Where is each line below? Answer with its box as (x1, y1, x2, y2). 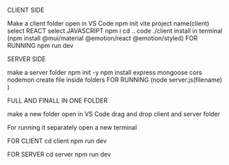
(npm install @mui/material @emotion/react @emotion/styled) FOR (7, 34, 198, 42)
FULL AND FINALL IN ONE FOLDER (7, 96, 108, 105)
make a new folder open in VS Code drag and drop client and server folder (7, 110, 221, 118)
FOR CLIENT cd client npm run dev (7, 137, 108, 145)
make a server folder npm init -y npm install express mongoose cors (7, 69, 203, 76)
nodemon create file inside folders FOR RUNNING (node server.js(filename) (7, 76, 223, 84)
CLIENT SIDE (7, 6, 45, 14)
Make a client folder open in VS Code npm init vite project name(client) (7, 19, 210, 27)
